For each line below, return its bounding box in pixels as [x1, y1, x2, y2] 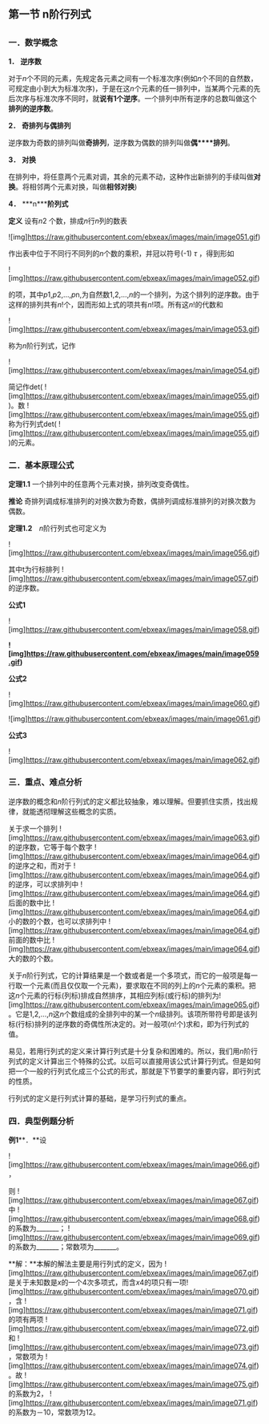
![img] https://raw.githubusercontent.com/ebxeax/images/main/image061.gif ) [8, 714, 261, 724]
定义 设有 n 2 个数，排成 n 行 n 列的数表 [8, 216, 128, 226]
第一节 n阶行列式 [8, 7, 92, 22]
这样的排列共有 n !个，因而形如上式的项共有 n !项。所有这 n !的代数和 [8, 300, 223, 310]
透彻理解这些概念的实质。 [35, 806, 121, 816]
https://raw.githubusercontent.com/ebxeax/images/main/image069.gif [25, 1232, 258, 1242]
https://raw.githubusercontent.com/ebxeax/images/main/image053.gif [25, 324, 258, 335]
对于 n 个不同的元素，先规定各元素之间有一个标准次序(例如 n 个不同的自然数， [8, 74, 258, 83]
